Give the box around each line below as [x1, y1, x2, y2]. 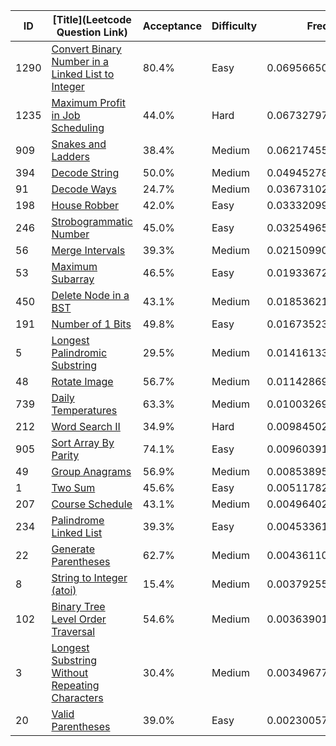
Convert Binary [51, 42, 122, 56]
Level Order [51, 612, 107, 626]
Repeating [51, 679, 100, 692]
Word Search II [51, 420, 121, 433]
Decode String [51, 166, 120, 179]
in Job [51, 109, 81, 122]
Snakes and [51, 137, 107, 151]
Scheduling [51, 121, 105, 134]
